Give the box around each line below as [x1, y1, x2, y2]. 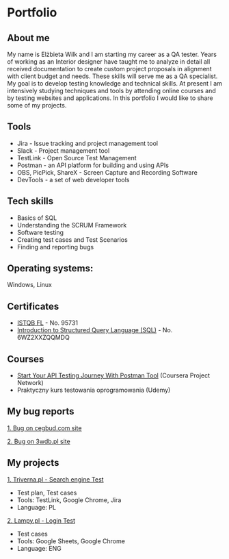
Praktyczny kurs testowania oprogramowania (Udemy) [16, 386, 171, 395]
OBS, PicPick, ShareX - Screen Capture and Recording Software [16, 168, 198, 176]
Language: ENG [16, 544, 62, 552]
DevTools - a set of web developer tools [16, 175, 130, 184]
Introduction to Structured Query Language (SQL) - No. [16, 326, 173, 334]
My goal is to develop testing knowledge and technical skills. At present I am [7, 79, 222, 87]
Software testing [16, 228, 64, 236]
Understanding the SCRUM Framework [16, 221, 127, 229]
